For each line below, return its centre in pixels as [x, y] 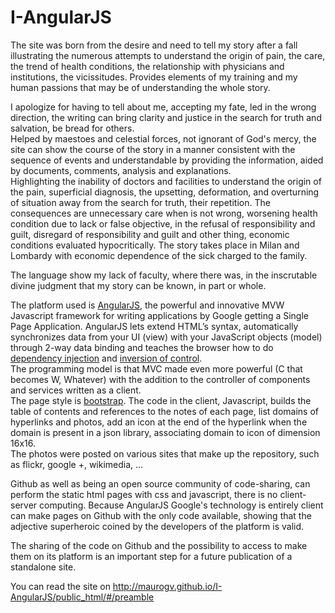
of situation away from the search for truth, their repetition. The [140, 202]
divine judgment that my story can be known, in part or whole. [138, 285]
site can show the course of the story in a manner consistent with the [153, 149]
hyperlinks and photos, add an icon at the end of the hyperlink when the [159, 422]
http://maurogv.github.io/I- [167, 586]
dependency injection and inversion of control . [106, 358]
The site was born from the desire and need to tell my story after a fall [154, 45]
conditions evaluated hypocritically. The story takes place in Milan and [155, 245]
